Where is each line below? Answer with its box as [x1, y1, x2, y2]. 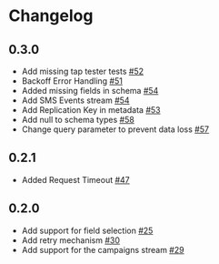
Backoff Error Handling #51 [21, 76, 124, 86]
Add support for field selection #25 [21, 225, 154, 236]
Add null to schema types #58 [21, 115, 135, 125]
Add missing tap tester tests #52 [21, 66, 144, 76]
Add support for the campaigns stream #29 [21, 244, 184, 255]
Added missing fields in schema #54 [21, 86, 159, 96]
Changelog [8, 5, 94, 26]
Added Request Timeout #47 [21, 174, 131, 185]
